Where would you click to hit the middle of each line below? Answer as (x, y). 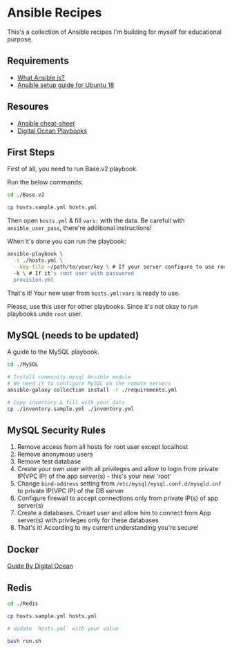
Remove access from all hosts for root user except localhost (103, 447)
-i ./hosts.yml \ (38, 260)
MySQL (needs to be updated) (73, 335)
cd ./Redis (23, 604)
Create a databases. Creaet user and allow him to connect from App (114, 513)
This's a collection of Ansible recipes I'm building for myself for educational (115, 32)
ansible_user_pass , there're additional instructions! (79, 228)
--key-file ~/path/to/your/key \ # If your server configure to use (114, 267)
